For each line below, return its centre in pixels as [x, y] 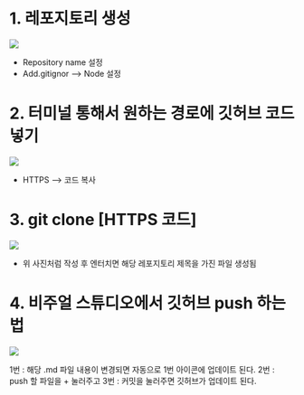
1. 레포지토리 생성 [70, 19]
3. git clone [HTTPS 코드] [103, 220]
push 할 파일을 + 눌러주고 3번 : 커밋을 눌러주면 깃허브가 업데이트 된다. [133, 381]
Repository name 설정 [62, 62]
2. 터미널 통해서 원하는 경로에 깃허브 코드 [152, 113]
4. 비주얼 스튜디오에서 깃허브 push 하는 [148, 303]
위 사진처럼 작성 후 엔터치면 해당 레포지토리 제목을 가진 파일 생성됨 [139, 263]
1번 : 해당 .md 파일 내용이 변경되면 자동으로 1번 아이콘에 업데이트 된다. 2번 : [142, 369]
